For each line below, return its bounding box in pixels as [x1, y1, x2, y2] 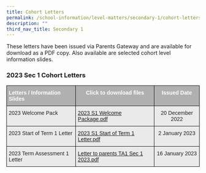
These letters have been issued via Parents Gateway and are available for [6, 43, 192, 50]
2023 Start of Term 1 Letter [9, 130, 73, 136]
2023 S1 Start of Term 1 [77, 130, 135, 136]
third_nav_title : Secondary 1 [6, 26, 84, 32]
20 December [160, 109, 193, 116]
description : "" [6, 20, 48, 26]
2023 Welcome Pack [9, 109, 58, 116]
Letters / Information [9, 89, 61, 96]
